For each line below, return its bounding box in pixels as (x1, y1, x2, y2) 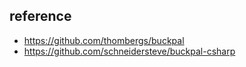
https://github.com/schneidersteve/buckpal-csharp (23, 45, 236, 57)
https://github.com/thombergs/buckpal (23, 34, 185, 46)
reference (9, 8, 72, 25)
